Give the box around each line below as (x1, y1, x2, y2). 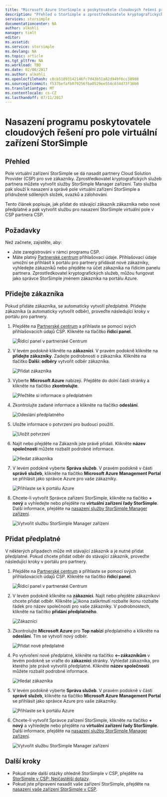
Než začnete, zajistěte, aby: (5, 239, 62, 245)
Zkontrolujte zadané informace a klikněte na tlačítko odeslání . (12, 402, 139, 408)
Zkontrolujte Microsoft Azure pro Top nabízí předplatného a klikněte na (12, 628, 160, 634)
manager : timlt (5, 30, 37, 35)
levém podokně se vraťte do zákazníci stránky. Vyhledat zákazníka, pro (12, 657, 160, 663)
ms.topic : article (5, 53, 43, 59)
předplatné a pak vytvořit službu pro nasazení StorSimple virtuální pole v (5, 207, 154, 213)
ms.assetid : (5, 40, 30, 45)
